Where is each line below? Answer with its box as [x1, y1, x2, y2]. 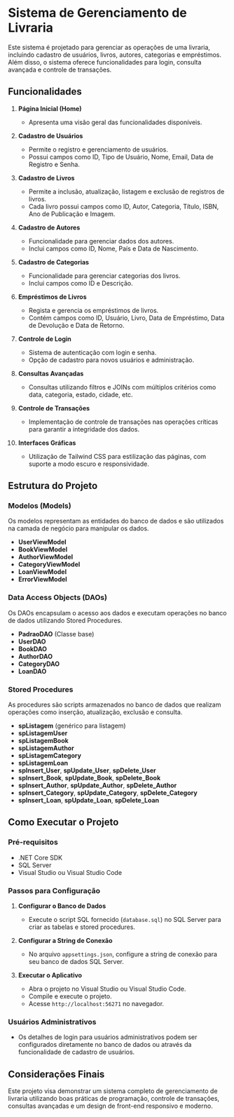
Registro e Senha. [28, 160, 80, 168]
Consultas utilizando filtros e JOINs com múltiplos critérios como [28, 382, 216, 391]
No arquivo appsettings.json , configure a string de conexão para [28, 950, 218, 958]
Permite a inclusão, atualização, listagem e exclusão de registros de [28, 187, 225, 196]
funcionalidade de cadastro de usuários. [18, 1048, 135, 1057]
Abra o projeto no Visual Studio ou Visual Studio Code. [28, 984, 186, 994]
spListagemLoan [18, 759, 69, 768]
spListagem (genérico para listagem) [18, 721, 126, 730]
